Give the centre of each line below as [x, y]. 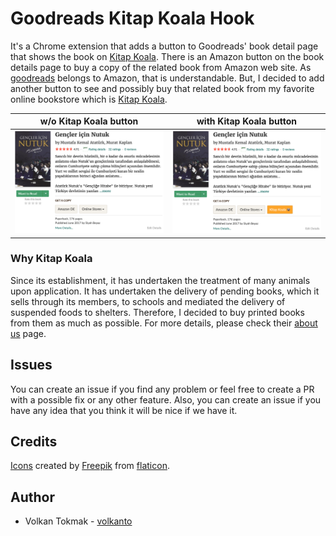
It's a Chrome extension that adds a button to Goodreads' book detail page [164, 46]
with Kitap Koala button [247, 121]
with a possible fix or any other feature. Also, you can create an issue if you [166, 399]
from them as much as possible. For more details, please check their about [164, 323]
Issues [31, 365]
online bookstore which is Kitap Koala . [89, 99]
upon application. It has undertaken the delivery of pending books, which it [165, 291]
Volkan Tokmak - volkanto [78, 521]
